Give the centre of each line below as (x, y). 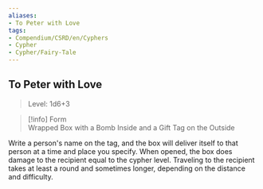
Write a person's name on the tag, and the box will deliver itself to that (124, 143)
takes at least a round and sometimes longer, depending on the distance (127, 168)
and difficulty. (31, 176)
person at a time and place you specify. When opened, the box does (120, 151)
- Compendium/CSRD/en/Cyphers (59, 38)
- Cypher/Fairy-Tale (43, 52)
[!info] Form (47, 119)
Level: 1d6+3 (49, 103)
